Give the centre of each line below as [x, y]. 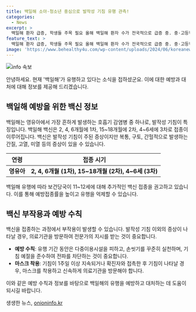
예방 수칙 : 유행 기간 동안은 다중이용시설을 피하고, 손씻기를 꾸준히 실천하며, [98, 249]
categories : [20, 17]
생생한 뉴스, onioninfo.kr [34, 303]
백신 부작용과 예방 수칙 [44, 214]
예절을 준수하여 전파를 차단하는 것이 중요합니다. [74, 256]
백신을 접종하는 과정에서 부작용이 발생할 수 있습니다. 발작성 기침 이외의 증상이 [94, 229]
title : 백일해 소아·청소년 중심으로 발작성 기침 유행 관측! [68, 11]
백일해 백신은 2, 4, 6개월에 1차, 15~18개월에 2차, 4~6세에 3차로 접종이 [108, 129]
